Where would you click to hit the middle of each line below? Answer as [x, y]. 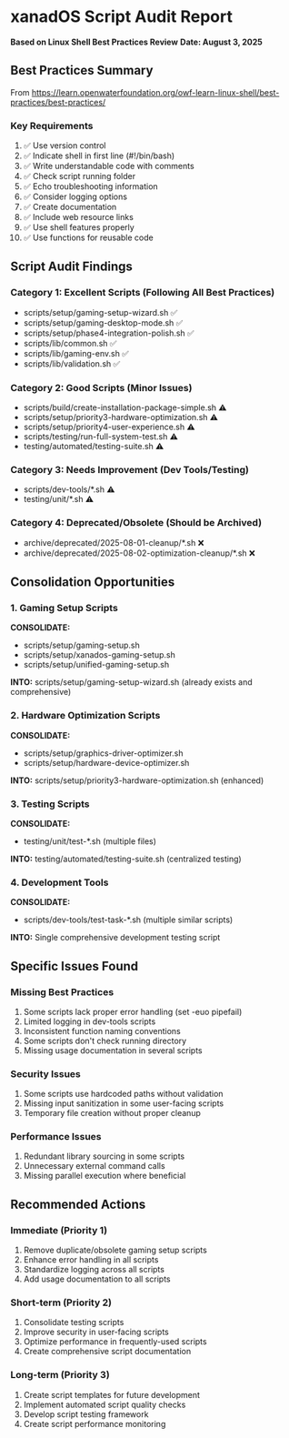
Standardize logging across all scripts [94, 1270]
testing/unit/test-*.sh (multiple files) [90, 841]
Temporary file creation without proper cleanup [112, 1113]
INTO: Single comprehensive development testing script [115, 938]
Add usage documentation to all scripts [97, 1279]
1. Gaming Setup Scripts [65, 608]
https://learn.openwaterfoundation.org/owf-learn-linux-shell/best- [155, 92]
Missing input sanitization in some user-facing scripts [124, 1103]
